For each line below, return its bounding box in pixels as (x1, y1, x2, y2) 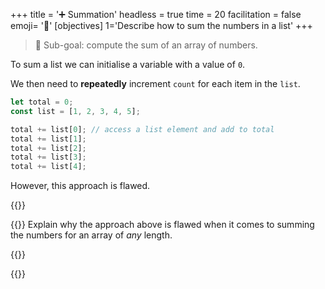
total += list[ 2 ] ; (10, 143, 87, 153)
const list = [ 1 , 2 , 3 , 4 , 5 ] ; (10, 106, 141, 116)
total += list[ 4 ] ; (10, 162, 87, 172)
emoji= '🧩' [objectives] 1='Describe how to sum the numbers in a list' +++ (10, 20, 313, 31)
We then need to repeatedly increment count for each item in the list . (10, 78, 301, 89)
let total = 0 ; (10, 97, 74, 107)
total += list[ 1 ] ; (10, 134, 87, 144)
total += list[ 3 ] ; (10, 152, 87, 163)
